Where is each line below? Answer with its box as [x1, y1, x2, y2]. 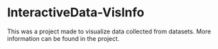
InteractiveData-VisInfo [7, 5, 144, 20]
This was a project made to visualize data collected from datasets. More [7, 27, 212, 35]
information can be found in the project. [7, 34, 120, 42]
